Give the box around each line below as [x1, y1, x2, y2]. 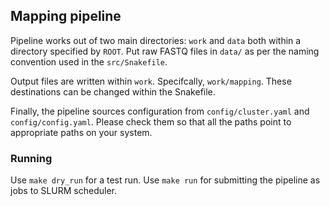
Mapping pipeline [10, 8, 122, 25]
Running [10, 151, 53, 165]
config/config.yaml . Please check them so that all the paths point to [10, 115, 292, 128]
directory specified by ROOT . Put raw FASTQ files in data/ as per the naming [10, 45, 320, 57]
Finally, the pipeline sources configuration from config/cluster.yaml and [10, 105, 310, 117]
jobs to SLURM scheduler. [10, 185, 118, 197]
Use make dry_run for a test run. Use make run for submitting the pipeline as [10, 174, 321, 186]
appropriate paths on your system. [10, 126, 153, 138]
